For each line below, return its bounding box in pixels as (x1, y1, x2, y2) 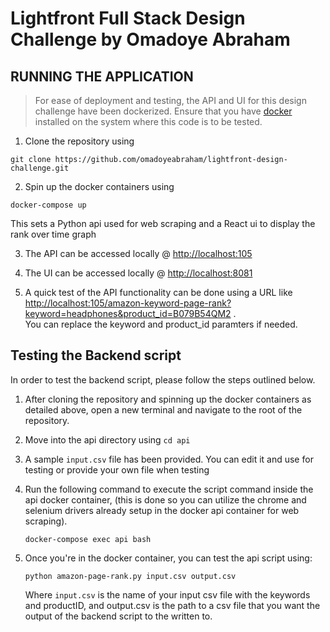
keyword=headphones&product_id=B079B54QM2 (24, 308, 232, 319)
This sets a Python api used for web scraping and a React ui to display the (10, 218, 316, 229)
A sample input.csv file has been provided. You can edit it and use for (24, 453, 314, 465)
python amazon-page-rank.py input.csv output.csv (24, 571, 237, 581)
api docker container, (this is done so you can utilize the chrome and (24, 493, 307, 506)
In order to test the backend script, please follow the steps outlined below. (10, 373, 316, 386)
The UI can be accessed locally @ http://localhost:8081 (24, 267, 253, 279)
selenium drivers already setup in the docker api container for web (24, 504, 300, 516)
